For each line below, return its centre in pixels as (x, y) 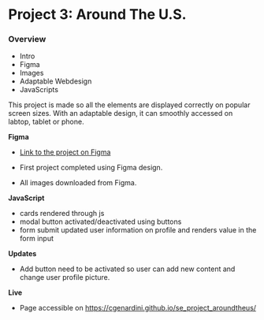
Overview (27, 39)
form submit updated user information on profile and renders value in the (138, 230)
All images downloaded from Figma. (78, 183)
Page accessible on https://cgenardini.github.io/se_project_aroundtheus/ (138, 308)
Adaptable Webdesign (56, 81)
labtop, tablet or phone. (46, 122)
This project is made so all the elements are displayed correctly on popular (129, 105)
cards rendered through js (62, 214)
